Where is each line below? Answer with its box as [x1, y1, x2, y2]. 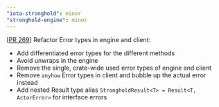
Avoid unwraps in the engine [16, 56, 98, 64]
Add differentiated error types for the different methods [16, 49, 175, 57]
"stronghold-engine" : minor [6, 17, 88, 23]
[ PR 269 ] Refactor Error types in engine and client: [6, 35, 150, 43]
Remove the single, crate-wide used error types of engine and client [16, 64, 212, 72]
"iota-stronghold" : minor [6, 10, 81, 17]
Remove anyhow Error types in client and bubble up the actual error [16, 70, 207, 79]
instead [16, 78, 39, 86]
